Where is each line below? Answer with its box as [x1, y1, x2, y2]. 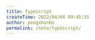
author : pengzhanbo [6, 19, 55, 25]
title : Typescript [6, 8, 52, 15]
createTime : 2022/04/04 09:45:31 [6, 14, 90, 20]
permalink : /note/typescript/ [6, 25, 82, 31]
